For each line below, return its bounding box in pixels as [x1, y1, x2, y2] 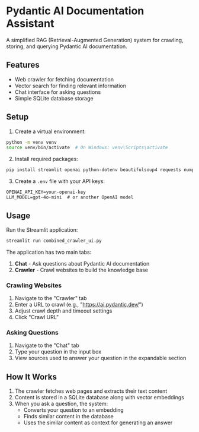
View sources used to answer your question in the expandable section [14, 355, 187, 362]
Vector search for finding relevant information [14, 82, 126, 89]
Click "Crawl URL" [14, 314, 59, 321]
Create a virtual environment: [14, 128, 86, 135]
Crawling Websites [6, 281, 62, 289]
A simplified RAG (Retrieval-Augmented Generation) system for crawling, [6, 36, 184, 43]
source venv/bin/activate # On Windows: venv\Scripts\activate [6, 144, 168, 151]
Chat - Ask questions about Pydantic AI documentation [14, 260, 150, 267]
